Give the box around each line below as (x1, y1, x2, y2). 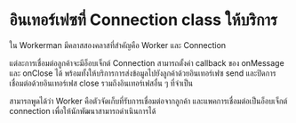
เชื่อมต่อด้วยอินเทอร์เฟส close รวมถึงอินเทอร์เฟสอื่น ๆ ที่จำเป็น (9, 78, 194, 88)
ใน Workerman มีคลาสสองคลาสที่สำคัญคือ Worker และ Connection (9, 39, 227, 50)
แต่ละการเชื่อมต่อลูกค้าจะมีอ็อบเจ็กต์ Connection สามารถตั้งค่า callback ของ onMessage (9, 57, 284, 68)
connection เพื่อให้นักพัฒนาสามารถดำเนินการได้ (9, 105, 156, 116)
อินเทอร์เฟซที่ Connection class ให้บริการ (9, 10, 278, 30)
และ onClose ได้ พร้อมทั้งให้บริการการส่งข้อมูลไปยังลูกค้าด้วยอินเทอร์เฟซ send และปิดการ (9, 68, 276, 78)
